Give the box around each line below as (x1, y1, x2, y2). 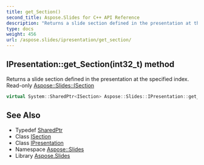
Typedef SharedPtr (15, 126, 63, 134)
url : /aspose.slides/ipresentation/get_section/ (6, 37, 132, 43)
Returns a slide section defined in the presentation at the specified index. (6, 75, 189, 82)
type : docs (6, 25, 34, 32)
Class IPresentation (15, 139, 64, 146)
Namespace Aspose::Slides (15, 146, 84, 153)
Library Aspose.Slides (15, 152, 70, 159)
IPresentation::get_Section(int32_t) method (6, 59, 175, 70)
